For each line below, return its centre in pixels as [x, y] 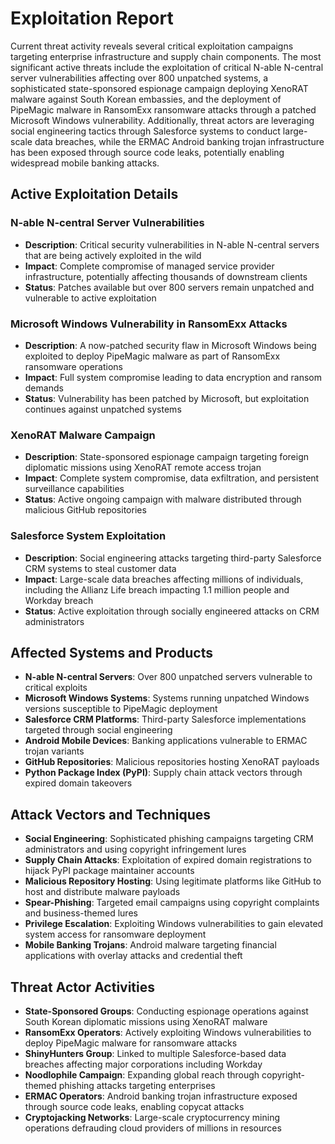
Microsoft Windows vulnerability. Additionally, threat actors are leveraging [162, 120]
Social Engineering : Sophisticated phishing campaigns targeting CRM [169, 839]
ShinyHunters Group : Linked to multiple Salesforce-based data [155, 1053]
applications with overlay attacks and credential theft [133, 956]
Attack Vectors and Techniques [111, 814]
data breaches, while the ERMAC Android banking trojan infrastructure [179, 141]
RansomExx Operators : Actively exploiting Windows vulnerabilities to [168, 1032]
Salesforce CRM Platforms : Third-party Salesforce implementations [165, 719]
